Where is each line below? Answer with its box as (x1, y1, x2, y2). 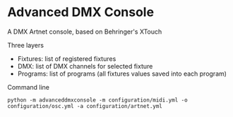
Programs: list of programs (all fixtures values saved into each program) (17, 69, 227, 78)
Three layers (7, 41, 44, 49)
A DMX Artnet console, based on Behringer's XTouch (7, 27, 162, 36)
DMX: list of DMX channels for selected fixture (17, 62, 153, 70)
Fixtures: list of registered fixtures (17, 54, 116, 63)
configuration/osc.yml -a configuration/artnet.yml (7, 102, 162, 109)
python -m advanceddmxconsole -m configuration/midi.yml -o (7, 96, 189, 104)
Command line (7, 83, 50, 91)
